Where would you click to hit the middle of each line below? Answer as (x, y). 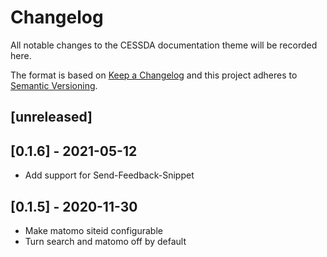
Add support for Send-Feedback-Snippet (109, 175)
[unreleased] (51, 117)
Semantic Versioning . (54, 85)
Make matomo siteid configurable (93, 230)
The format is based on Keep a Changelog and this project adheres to (154, 75)
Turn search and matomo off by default (105, 241)
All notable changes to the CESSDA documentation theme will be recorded (164, 45)
